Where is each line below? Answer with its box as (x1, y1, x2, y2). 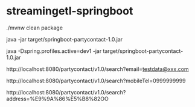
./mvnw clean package (6, 24, 63, 31)
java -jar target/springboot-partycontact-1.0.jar (6, 35, 123, 43)
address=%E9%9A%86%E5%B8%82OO (6, 95, 109, 102)
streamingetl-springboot (6, 4, 133, 18)
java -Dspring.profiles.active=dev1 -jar (6, 47, 102, 55)
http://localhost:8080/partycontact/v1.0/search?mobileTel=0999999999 (6, 77, 186, 84)
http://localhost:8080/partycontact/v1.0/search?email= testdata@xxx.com (6, 65, 189, 73)
